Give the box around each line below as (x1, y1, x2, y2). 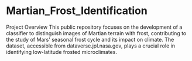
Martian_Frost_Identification (6, 4, 148, 18)
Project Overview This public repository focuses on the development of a (6, 23, 183, 30)
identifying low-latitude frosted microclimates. (6, 48, 117, 55)
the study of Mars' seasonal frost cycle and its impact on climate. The (6, 36, 174, 43)
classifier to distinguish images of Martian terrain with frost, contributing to (6, 29, 187, 36)
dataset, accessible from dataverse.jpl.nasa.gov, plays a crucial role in (6, 42, 176, 49)
